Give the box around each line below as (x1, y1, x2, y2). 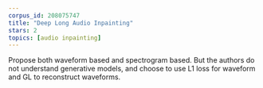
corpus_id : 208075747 (8, 11, 80, 20)
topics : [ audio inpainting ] (8, 33, 102, 42)
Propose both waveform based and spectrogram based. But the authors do (8, 55, 255, 65)
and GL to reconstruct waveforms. (8, 72, 121, 82)
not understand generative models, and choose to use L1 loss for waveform (8, 64, 256, 74)
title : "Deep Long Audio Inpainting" (8, 19, 134, 27)
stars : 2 (8, 26, 37, 34)
